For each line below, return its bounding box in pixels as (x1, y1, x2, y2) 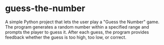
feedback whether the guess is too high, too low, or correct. (5, 34, 127, 40)
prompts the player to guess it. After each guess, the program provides (5, 29, 149, 35)
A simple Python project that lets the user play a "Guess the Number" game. (5, 19, 160, 25)
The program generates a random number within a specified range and (5, 24, 149, 30)
